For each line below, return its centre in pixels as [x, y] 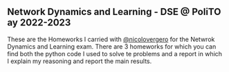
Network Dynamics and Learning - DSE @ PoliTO [114, 12]
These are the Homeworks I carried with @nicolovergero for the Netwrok [111, 39]
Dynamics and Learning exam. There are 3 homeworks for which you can [112, 46]
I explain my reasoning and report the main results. [80, 61]
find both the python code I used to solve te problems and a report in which [115, 53]
